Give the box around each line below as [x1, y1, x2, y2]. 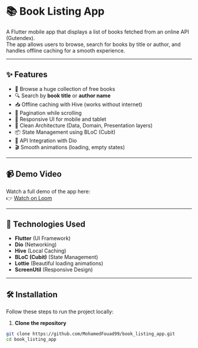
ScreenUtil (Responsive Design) [14, 266, 93, 273]
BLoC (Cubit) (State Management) [14, 254, 98, 261]
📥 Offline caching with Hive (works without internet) [14, 101, 143, 108]
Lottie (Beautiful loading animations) [14, 260, 104, 267]
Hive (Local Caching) [14, 247, 67, 254]
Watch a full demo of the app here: [6, 188, 90, 195]
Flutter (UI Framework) [14, 235, 71, 242]
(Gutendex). [6, 34, 35, 41]
